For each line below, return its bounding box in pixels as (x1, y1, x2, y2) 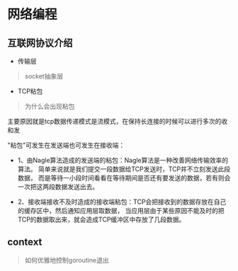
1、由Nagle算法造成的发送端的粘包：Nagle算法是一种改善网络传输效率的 (17, 156, 229, 164)
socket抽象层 (24, 72, 64, 80)
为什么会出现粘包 (24, 102, 75, 110)
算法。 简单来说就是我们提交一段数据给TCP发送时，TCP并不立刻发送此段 (17, 165, 231, 173)
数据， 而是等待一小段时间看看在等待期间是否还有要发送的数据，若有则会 (17, 174, 231, 182)
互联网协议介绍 (7, 37, 73, 49)
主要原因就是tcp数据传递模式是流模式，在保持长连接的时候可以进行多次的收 (7, 117, 228, 125)
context (7, 236, 42, 248)
